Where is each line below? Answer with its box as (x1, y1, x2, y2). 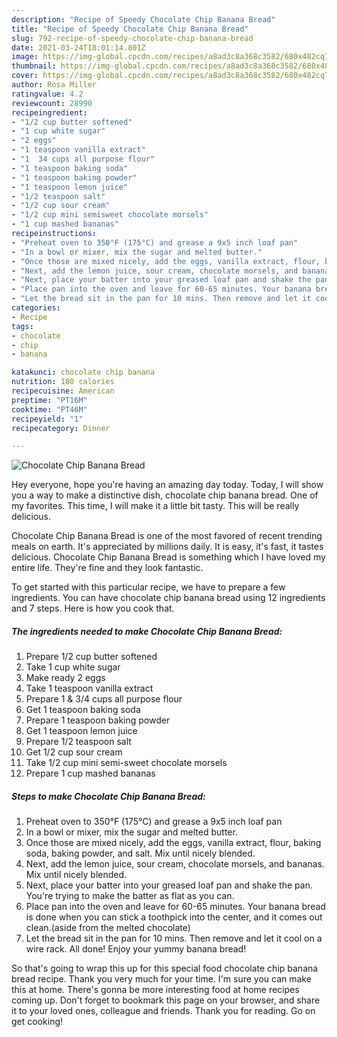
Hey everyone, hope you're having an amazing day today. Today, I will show (11, 479, 324, 491)
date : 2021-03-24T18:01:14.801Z (11, 42, 146, 53)
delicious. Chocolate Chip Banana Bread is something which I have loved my (11, 551, 326, 563)
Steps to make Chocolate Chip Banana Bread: (11, 790, 206, 802)
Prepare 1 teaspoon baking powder (25, 714, 171, 726)
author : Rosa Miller (11, 80, 98, 90)
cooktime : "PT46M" (11, 404, 88, 415)
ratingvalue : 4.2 (11, 89, 84, 99)
